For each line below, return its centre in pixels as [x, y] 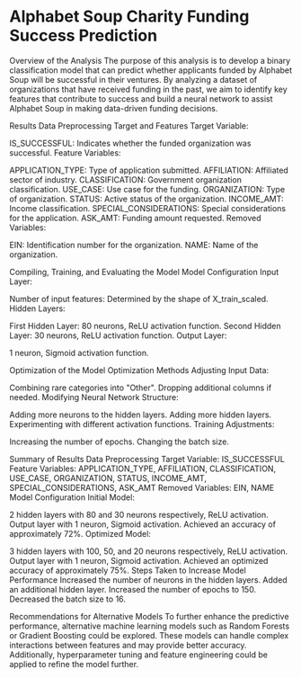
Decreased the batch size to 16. [67, 599]
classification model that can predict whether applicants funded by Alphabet [151, 70]
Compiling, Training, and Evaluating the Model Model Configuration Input [144, 272]
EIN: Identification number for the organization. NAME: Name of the [134, 245]
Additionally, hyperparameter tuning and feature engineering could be [138, 655]
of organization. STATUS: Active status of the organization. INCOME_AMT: [147, 199]
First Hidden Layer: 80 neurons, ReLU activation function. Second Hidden [145, 326]
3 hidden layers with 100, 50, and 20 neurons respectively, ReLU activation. [149, 551]
